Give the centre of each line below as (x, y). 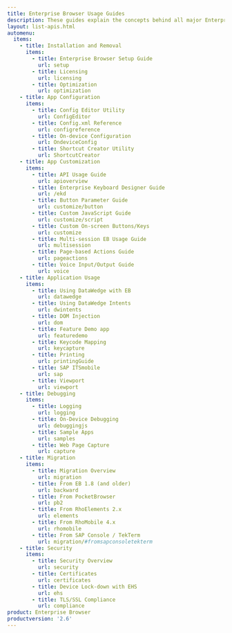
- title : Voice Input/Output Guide (83, 265)
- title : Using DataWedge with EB (81, 291)
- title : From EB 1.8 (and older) (81, 483)
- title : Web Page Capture (71, 445)
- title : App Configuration (60, 98)
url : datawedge (59, 297)
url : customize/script (70, 220)
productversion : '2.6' (40, 619)
